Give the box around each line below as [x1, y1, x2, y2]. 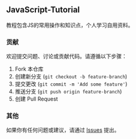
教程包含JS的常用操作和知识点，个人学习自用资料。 [6, 21, 134, 29]
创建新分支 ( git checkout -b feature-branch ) [14, 73, 128, 80]
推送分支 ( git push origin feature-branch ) [14, 88, 122, 95]
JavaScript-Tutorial [6, 5, 80, 15]
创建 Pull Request [14, 95, 58, 102]
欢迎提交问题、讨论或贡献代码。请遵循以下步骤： [6, 53, 127, 60]
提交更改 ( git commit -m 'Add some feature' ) [14, 80, 128, 87]
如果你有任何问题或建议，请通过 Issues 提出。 [6, 126, 120, 134]
